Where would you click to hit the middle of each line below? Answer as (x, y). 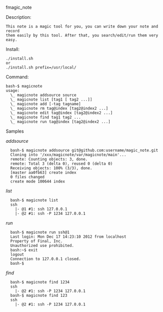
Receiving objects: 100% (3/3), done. (52, 168)
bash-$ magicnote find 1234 (40, 282)
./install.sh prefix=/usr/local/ (41, 68)
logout (17, 255)
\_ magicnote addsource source (43, 95)
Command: (17, 77)
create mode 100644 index (38, 181)
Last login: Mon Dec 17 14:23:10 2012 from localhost (68, 237)
